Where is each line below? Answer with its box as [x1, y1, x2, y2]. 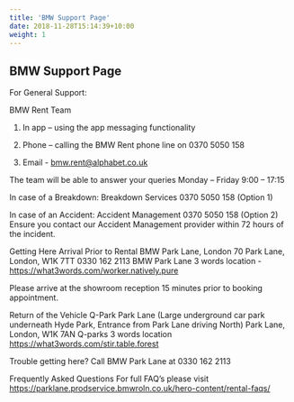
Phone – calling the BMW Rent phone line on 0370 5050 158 [22, 140, 245, 151]
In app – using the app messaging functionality [22, 123, 196, 133]
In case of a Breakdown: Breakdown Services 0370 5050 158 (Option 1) [9, 192, 273, 203]
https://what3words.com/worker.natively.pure [9, 265, 179, 276]
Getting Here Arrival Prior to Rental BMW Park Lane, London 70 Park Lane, [9, 246, 285, 257]
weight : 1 [9, 30, 47, 39]
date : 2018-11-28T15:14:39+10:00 [9, 22, 135, 31]
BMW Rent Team [9, 105, 72, 115]
